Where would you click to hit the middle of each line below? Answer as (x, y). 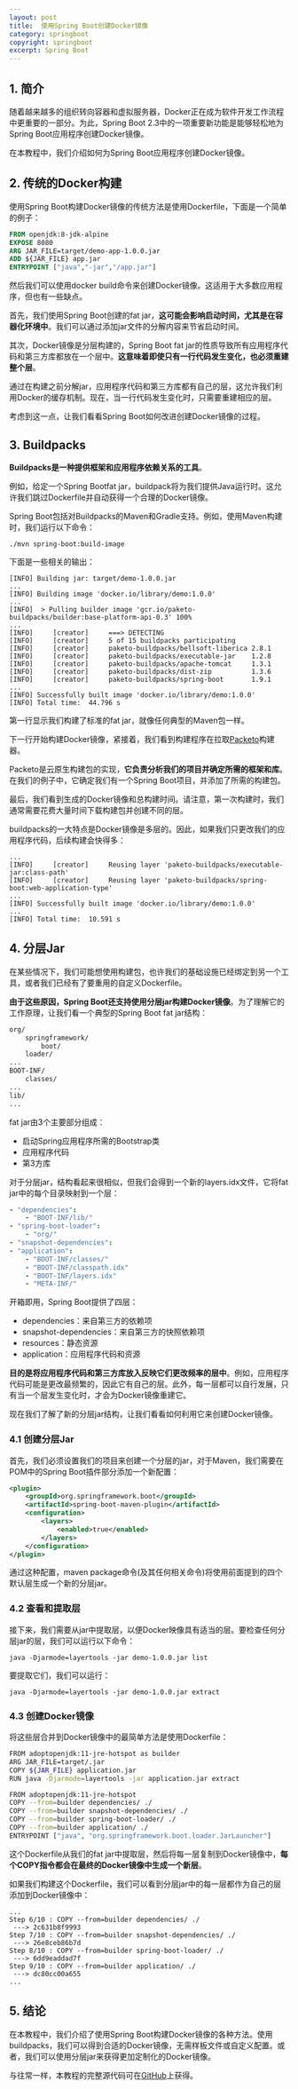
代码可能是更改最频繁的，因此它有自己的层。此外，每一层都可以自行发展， (145, 1384)
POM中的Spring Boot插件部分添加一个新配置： (94, 1471)
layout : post (33, 17)
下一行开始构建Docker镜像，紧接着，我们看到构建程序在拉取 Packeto (134, 739)
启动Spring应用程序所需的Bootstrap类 (91, 1141)
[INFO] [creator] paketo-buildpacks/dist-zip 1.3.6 (141, 671)
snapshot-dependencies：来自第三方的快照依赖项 (114, 1332)
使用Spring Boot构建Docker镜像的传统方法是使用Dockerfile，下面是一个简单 (148, 206)
